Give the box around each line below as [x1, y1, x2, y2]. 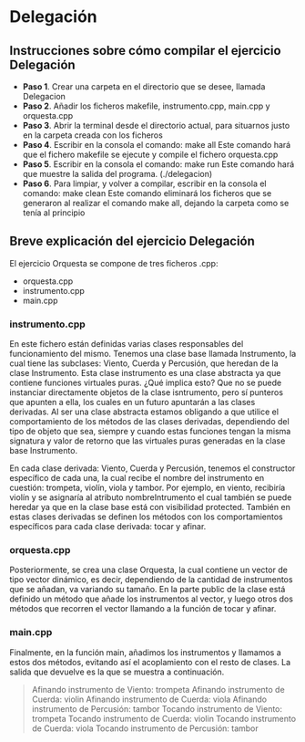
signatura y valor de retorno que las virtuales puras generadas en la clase [9, 435, 286, 446]
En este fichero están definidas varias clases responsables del [9, 339, 244, 350]
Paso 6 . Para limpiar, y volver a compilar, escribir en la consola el [22, 178, 267, 189]
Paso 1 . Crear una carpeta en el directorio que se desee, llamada [22, 81, 266, 92]
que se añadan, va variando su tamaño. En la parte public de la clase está [9, 584, 286, 595]
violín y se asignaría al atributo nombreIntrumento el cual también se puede [9, 492, 292, 503]
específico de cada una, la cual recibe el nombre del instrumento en [9, 473, 265, 484]
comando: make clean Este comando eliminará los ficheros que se [22, 188, 272, 198]
